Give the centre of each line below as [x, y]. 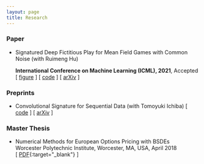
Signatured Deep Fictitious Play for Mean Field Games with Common [101, 52]
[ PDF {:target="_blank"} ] [47, 155]
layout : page [23, 12]
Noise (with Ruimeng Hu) [47, 59]
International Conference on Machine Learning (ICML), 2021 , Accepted [107, 70]
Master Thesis [28, 129]
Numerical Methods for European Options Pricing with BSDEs [92, 141]
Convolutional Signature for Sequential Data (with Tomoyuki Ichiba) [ [101, 106]
